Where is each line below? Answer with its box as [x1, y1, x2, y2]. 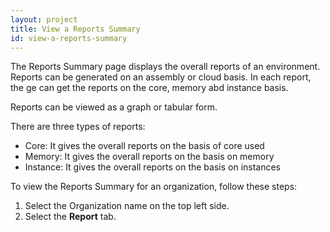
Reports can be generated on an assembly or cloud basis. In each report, [10, 71, 312, 83]
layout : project [10, 14, 78, 25]
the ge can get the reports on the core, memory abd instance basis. [10, 82, 289, 94]
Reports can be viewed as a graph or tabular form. [10, 101, 218, 113]
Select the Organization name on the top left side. [24, 200, 230, 212]
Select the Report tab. [24, 211, 117, 223]
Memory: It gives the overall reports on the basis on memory [24, 151, 275, 163]
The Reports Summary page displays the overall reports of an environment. [10, 61, 321, 73]
